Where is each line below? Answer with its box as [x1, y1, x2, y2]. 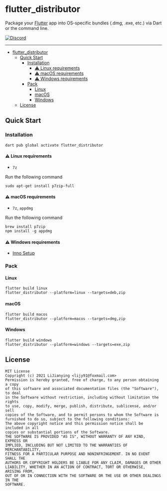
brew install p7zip [5, 224, 46, 229]
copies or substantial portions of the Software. [5, 429, 110, 435]
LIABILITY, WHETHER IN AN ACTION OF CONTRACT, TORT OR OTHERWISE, [5, 464, 146, 470]
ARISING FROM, [5, 469, 35, 474]
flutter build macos [5, 312, 48, 317]
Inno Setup [12, 250, 35, 256]
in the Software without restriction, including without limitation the [5, 394, 159, 400]
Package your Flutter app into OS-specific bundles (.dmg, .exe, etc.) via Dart [5, 20, 162, 26]
